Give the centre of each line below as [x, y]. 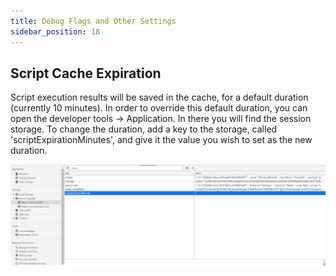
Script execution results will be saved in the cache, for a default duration [159, 97]
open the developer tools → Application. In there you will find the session [161, 119]
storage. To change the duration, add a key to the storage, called [144, 129]
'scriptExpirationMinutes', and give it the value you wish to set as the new [161, 140]
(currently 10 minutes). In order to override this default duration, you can [159, 108]
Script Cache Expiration [86, 73]
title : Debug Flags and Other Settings [93, 21]
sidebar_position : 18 [55, 31]
